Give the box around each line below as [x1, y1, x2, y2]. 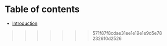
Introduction [12, 20, 38, 26]
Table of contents [5, 4, 80, 15]
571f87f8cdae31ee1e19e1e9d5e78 [92, 30, 162, 36]
